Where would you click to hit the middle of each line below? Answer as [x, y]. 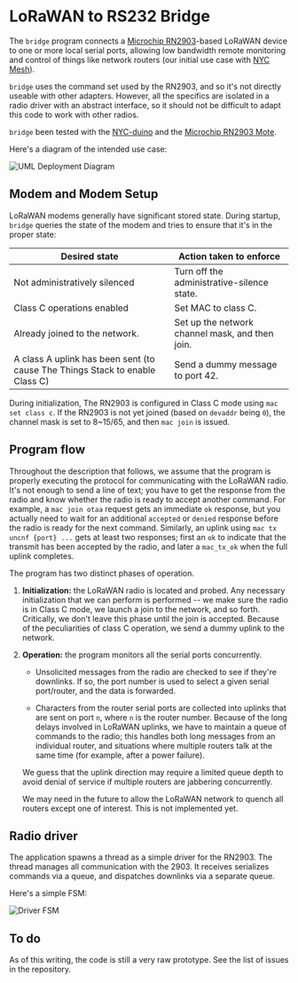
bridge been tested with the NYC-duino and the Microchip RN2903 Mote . [143, 131]
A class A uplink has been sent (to [84, 358]
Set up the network [214, 322]
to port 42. [196, 375]
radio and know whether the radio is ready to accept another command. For [148, 499]
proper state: [33, 234]
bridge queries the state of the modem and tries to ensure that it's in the [141, 224]
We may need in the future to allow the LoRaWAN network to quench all [153, 798]
